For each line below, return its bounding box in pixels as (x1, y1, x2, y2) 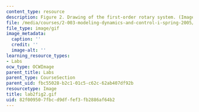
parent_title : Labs (6, 69, 54, 75)
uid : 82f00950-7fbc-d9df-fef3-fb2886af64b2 (6, 97, 115, 103)
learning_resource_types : (6, 53, 70, 59)
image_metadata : (6, 31, 46, 37)
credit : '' (11, 42, 38, 48)
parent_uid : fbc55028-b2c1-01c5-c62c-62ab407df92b (6, 81, 134, 87)
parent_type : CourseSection (6, 75, 76, 81)
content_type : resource (6, 8, 65, 15)
